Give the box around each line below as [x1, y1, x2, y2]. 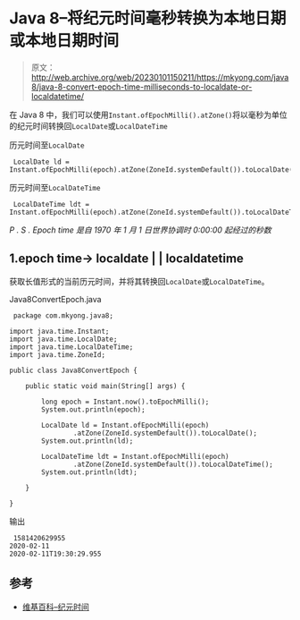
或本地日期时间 [9, 30, 120, 51]
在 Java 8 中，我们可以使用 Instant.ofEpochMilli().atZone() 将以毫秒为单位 [9, 109, 287, 120]
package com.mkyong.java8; [12, 310, 114, 320]
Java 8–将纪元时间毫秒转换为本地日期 [9, 8, 287, 29]
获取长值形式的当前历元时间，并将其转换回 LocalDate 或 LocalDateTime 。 [9, 276, 270, 286]
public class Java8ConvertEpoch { [9, 366, 138, 375]
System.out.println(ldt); [41, 467, 138, 477]
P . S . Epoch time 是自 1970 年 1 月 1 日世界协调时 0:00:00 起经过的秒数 [9, 225, 272, 235]
